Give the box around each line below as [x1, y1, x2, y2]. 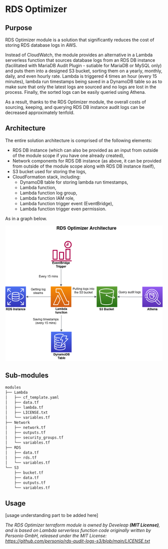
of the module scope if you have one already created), [12, 152, 125, 159]
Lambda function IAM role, [19, 195, 75, 201]
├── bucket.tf [14, 470, 43, 475]
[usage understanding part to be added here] [5, 512, 98, 518]
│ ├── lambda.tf [5, 405, 43, 410]
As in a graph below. [5, 215, 47, 221]
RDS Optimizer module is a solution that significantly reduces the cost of [5, 37, 154, 43]
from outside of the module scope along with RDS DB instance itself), [12, 163, 155, 169]
